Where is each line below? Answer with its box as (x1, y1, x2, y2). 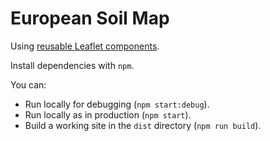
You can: (10, 78, 47, 91)
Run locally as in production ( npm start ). (24, 108, 192, 121)
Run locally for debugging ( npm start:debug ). (24, 98, 210, 110)
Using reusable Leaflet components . (10, 40, 160, 52)
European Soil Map (10, 7, 170, 30)
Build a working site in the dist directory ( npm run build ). (24, 119, 262, 131)
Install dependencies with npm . (10, 59, 135, 71)
